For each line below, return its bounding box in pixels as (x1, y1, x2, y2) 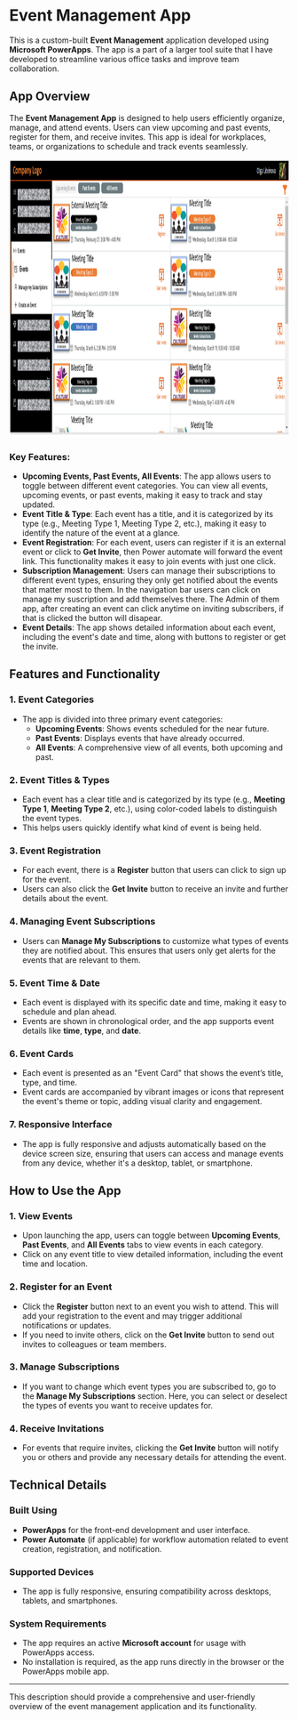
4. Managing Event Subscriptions (9, 916, 156, 928)
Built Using (9, 1505, 58, 1517)
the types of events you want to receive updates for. (21, 1400, 214, 1410)
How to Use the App (9, 1183, 122, 1198)
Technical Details (9, 1478, 107, 1493)
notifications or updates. (21, 1320, 112, 1330)
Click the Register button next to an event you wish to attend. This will (21, 1301, 279, 1312)
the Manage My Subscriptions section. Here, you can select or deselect (21, 1390, 288, 1401)
